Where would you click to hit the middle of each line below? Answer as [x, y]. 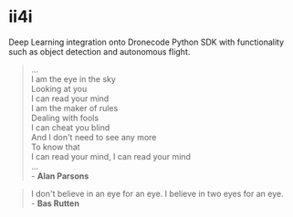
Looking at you [59, 88]
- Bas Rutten [55, 203]
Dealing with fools [65, 118]
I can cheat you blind [70, 127]
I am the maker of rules [74, 108]
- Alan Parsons [60, 176]
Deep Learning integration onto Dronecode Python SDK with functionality [146, 42]
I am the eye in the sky [73, 78]
